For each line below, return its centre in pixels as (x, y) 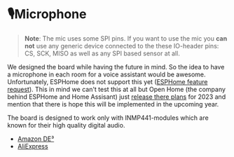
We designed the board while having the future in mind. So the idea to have (116, 67)
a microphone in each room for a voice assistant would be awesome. (106, 74)
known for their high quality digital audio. (66, 125)
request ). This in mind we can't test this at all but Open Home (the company (117, 89)
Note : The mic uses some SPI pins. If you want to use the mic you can (126, 38)
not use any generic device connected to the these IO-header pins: (122, 46)
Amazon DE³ (36, 139)
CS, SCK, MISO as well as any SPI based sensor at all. (102, 53)
